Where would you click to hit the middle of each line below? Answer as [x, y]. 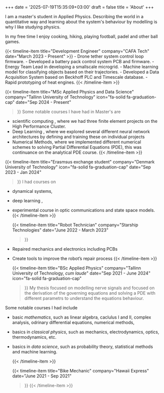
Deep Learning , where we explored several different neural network [81, 131]
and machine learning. [35, 352]
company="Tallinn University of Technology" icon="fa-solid [65, 97]
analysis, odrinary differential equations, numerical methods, [73, 322]
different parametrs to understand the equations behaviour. [84, 298]
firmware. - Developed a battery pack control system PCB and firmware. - [80, 61]
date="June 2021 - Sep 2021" [42, 376]
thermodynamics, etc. [34, 337]
